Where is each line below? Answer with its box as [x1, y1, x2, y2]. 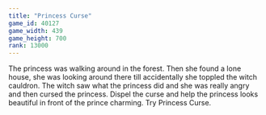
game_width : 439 [8, 27, 63, 35]
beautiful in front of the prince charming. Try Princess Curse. [8, 98, 212, 108]
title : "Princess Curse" [8, 11, 92, 20]
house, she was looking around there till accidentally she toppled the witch [8, 72, 257, 82]
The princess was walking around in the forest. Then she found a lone [8, 64, 242, 73]
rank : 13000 [8, 42, 49, 50]
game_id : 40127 [8, 19, 60, 27]
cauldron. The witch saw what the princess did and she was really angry [8, 81, 250, 91]
